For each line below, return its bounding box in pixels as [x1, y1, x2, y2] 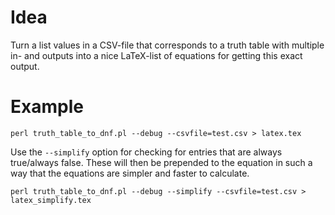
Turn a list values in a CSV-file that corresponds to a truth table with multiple [10, 39, 325, 51]
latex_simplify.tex [10, 195, 92, 205]
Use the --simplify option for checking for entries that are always [10, 146, 283, 158]
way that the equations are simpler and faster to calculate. [10, 167, 250, 179]
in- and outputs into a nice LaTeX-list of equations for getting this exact [10, 49, 303, 61]
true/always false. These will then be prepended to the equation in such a [10, 156, 313, 168]
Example [10, 96, 84, 118]
